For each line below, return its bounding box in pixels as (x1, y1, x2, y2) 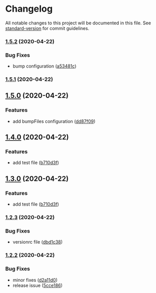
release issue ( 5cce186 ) (12, 282, 63, 288)
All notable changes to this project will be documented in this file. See (5, 20, 151, 26)
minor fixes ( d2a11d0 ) (12, 277, 57, 283)
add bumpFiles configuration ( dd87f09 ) (12, 118, 96, 124)
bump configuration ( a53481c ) (12, 63, 77, 69)
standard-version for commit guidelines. (5, 25, 89, 31)
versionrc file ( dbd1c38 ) (12, 239, 63, 245)
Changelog (5, 3, 53, 15)
